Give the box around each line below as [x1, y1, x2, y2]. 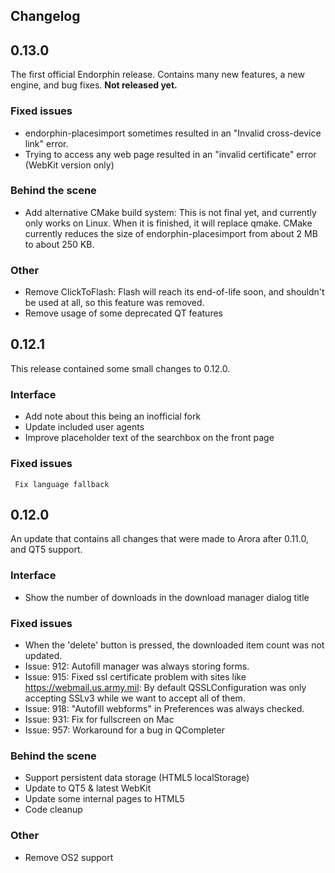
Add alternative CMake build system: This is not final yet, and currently [24, 206, 317, 218]
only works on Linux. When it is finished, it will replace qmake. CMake [24, 217, 313, 229]
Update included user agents [24, 421, 145, 433]
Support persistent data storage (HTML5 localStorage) [24, 772, 250, 784]
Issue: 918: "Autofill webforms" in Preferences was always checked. [24, 702, 305, 714]
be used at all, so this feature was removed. [24, 297, 205, 309]
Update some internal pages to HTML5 [24, 793, 185, 805]
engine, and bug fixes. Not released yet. [10, 79, 178, 91]
